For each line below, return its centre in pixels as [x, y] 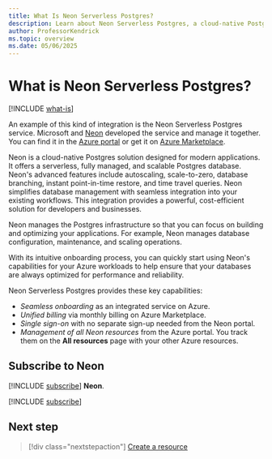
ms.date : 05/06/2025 [43, 46]
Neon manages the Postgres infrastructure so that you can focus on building [136, 225]
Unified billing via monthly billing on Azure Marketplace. [113, 315]
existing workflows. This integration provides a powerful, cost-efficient [126, 200]
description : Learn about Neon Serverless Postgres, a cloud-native [126, 24]
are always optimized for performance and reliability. [96, 275]
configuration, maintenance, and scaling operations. [95, 242]
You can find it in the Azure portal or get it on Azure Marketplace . [117, 142]
